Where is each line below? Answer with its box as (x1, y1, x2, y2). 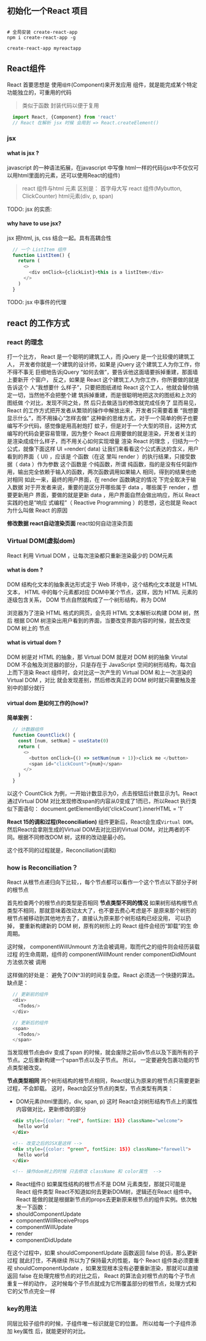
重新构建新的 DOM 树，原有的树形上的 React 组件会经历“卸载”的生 (24, 922, 192, 930)
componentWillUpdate (15, 1224, 73, 1231)
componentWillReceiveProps (15, 1217, 90, 1224)
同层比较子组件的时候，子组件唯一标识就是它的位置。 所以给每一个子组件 (7, 1319, 191, 1327)
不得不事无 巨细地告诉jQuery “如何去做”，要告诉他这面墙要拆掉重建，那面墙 (7, 368, 199, 376)
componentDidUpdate (15, 1237, 72, 1244)
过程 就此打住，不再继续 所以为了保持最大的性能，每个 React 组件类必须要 (7, 1257, 194, 1264)
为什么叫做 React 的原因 (7, 506, 68, 514)
